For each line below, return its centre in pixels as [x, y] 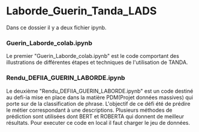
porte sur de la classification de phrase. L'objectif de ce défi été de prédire [98, 103]
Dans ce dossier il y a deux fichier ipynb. [56, 27]
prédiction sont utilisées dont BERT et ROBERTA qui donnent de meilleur [95, 116]
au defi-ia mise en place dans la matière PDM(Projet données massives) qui [100, 97]
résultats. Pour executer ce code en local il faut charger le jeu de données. [98, 122]
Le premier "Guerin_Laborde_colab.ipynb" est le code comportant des [93, 56]
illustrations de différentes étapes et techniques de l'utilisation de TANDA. [97, 62]
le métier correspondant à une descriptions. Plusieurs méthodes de [89, 110]
